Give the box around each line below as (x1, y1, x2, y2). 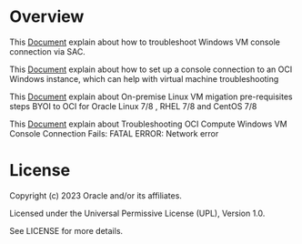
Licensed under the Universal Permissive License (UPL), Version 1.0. (9, 208, 266, 219)
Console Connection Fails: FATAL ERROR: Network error (9, 127, 219, 138)
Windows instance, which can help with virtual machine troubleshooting (9, 73, 279, 84)
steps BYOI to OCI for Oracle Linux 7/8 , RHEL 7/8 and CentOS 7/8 (9, 100, 257, 111)
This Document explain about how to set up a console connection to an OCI (9, 64, 293, 75)
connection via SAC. (9, 46, 86, 56)
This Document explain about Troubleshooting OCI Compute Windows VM (9, 118, 288, 129)
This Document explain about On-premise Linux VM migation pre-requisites (9, 91, 293, 102)
